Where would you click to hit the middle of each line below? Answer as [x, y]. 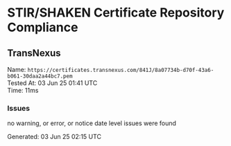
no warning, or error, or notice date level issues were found [92, 123]
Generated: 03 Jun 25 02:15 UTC [54, 137]
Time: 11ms [23, 90]
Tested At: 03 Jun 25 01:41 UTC [52, 83]
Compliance [43, 27]
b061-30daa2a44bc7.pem [40, 76]
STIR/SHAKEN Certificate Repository [116, 13]
